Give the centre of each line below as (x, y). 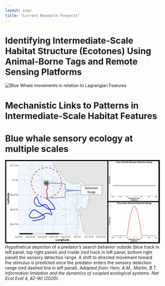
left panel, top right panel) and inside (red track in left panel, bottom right (79, 252)
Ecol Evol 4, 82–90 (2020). (32, 279)
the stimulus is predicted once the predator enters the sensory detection (78, 263)
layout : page (18, 10)
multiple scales (37, 149)
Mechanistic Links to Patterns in (72, 105)
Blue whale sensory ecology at (69, 138)
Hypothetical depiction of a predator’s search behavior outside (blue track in (82, 247)
